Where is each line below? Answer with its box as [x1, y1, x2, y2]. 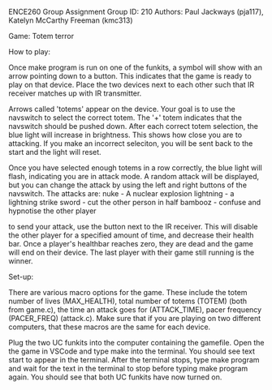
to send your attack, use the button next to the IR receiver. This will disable [8, 222, 258, 231]
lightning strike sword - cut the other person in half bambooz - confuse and [8, 198, 261, 207]
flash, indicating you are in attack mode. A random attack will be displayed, [8, 172, 260, 181]
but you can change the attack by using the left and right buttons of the [8, 180, 248, 190]
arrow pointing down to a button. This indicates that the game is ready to [8, 71, 252, 80]
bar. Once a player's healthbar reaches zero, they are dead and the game [8, 239, 253, 248]
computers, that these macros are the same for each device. [8, 322, 211, 332]
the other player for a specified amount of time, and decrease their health [8, 230, 254, 240]
